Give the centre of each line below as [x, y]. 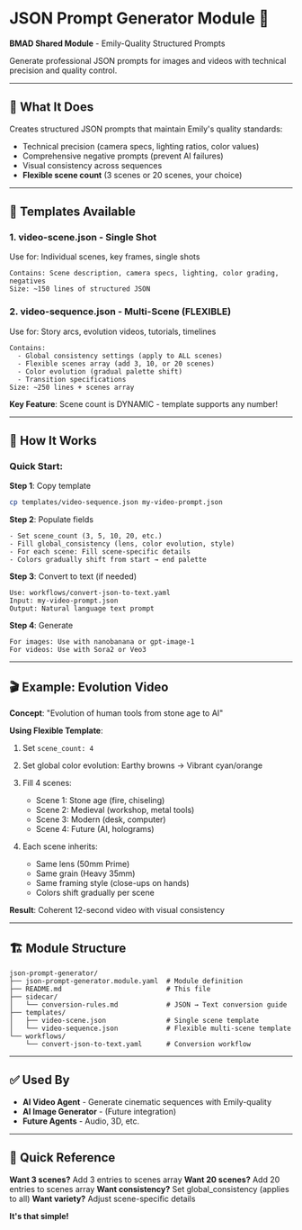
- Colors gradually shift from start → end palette [108, 560]
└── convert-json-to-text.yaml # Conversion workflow [138, 1044]
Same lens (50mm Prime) [83, 864]
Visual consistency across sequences [92, 165]
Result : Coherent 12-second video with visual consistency [117, 910]
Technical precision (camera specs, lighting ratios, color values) [141, 146]
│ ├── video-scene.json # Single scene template [134, 1020]
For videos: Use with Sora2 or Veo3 [78, 650]
